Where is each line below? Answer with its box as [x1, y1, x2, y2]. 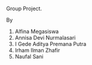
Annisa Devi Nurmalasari [14, 34, 76, 41]
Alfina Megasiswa [14, 28, 59, 35]
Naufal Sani [14, 53, 44, 60]
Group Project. [6, 5, 42, 12]
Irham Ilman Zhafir [14, 47, 60, 54]
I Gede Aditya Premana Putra [14, 41, 87, 47]
